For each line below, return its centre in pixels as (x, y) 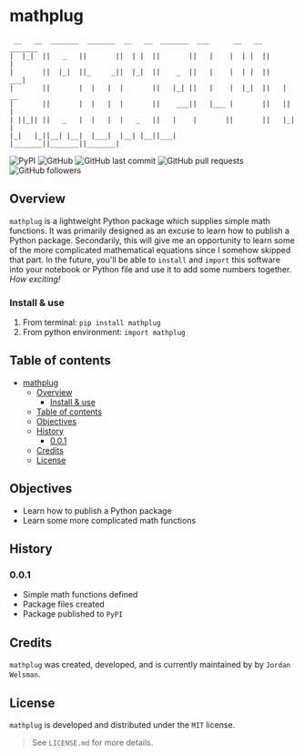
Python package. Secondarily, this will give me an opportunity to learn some (152, 240)
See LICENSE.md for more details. (92, 742)
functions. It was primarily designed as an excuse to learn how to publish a (149, 230)
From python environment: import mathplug (104, 332)
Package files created (63, 604)
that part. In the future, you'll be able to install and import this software (145, 260)
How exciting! (35, 279)
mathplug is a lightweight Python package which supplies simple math (140, 220)
